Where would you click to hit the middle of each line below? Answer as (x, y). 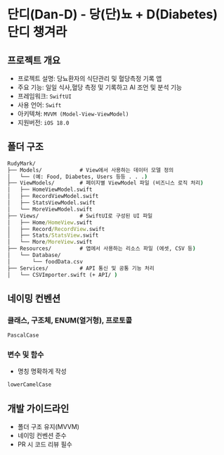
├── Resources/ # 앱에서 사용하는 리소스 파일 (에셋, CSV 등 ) (101, 249)
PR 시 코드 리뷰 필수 (45, 444)
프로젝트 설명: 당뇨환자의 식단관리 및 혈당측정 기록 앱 (90, 79)
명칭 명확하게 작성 (42, 371)
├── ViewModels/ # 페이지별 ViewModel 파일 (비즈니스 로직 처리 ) (105, 183)
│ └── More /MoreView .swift (50, 242)
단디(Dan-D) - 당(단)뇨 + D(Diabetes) (112, 14)
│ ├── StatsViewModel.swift (52, 203)
